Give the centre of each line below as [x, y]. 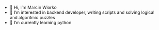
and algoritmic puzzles [32, 17]
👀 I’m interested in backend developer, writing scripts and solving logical [82, 12]
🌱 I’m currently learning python [40, 22]
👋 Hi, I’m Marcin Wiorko [33, 7]
